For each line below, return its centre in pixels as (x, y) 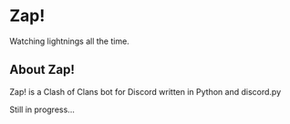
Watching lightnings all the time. (69, 41)
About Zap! (42, 70)
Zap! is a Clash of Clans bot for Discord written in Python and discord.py (145, 91)
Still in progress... (42, 109)
